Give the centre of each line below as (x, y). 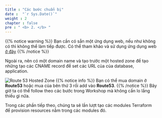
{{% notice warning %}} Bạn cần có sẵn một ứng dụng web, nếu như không (80, 41)
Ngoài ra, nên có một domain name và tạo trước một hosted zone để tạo (77, 61)
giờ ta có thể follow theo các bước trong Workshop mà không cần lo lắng (78, 91)
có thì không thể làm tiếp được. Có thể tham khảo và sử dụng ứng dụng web (81, 46)
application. (17, 71)
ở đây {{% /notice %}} (27, 52)
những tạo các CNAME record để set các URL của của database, (70, 66)
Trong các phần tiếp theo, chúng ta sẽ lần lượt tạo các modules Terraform (79, 105)
